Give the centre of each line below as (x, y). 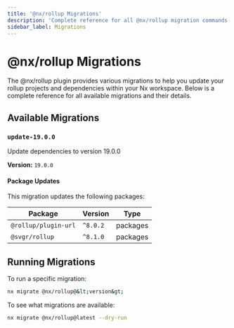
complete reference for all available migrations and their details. (99, 96)
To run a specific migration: (47, 279)
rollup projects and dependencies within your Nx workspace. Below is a (111, 88)
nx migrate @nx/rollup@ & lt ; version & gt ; (66, 292)
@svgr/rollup (33, 237)
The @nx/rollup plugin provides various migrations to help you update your (116, 81)
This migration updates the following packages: (76, 196)
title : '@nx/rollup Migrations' (54, 14)
